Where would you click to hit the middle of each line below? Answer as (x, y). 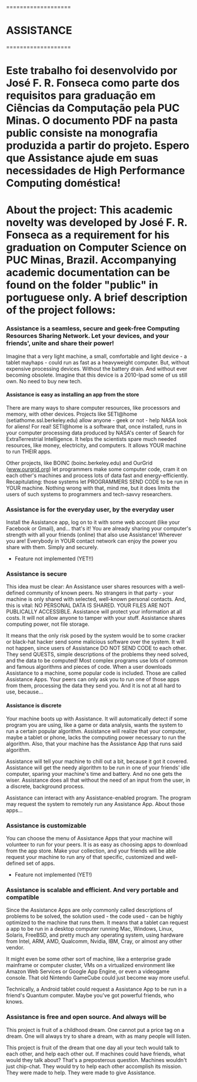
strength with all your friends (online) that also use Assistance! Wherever (94, 535)
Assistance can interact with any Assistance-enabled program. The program (98, 798)
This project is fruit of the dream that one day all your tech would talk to (93, 1047)
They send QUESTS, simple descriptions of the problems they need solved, (97, 655)
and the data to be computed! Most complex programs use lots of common (97, 661)
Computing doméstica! (64, 183)
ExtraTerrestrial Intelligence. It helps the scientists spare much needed (91, 439)
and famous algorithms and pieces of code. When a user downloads (89, 667)
